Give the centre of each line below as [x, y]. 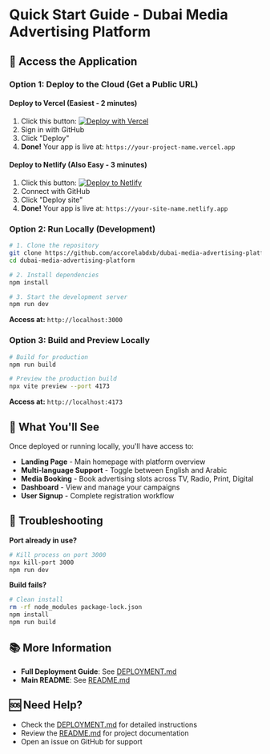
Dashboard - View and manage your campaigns [100, 487]
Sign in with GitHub [52, 129]
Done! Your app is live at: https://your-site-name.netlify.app [124, 208]
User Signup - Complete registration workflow [97, 495]
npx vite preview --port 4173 [60, 386]
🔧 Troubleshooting [56, 521]
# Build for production [49, 357]
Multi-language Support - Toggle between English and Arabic [124, 470]
